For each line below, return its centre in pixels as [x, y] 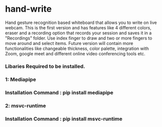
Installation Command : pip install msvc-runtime [64, 119]
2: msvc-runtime [26, 106]
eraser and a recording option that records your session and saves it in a [79, 33]
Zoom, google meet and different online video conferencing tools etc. [75, 53]
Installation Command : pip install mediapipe [59, 92]
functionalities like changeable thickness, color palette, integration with [77, 48]
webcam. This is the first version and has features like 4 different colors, [78, 27]
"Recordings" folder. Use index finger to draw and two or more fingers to [79, 38]
